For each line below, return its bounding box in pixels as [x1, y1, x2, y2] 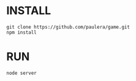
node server [6, 70, 37, 76]
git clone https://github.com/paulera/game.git [6, 24, 130, 30]
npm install [6, 29, 37, 36]
